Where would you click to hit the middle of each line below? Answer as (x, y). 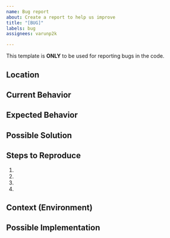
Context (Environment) (50, 207)
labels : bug (21, 28)
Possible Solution (39, 135)
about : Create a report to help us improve (61, 17)
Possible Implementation (53, 228)
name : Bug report (28, 12)
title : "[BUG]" (25, 23)
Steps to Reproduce (44, 156)
